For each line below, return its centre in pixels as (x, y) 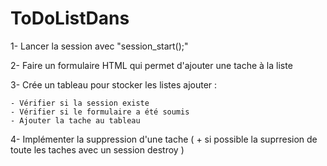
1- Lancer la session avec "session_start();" (99, 46)
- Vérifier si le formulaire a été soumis (100, 112)
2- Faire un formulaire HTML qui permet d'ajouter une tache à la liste (151, 65)
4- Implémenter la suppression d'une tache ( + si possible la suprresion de (164, 139)
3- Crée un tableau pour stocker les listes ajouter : (114, 84)
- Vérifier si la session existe (80, 103)
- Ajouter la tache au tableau (75, 120)
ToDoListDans (70, 18)
